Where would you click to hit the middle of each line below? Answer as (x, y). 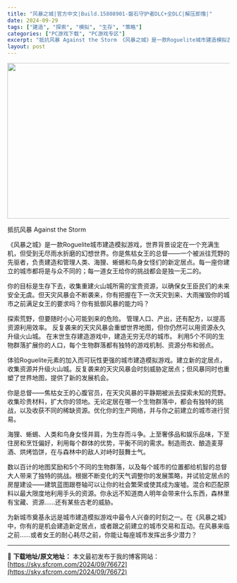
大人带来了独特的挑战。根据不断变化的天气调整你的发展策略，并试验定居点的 (119, 476)
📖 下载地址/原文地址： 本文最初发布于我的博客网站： (84, 556)
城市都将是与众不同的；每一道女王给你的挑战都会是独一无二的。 (112, 271)
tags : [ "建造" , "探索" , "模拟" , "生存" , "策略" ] (75, 27)
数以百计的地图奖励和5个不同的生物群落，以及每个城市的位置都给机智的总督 (117, 467)
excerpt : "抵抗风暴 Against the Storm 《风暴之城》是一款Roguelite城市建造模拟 (117, 40)
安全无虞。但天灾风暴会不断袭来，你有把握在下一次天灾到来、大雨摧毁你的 (115, 295)
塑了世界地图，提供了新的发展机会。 (60, 378)
